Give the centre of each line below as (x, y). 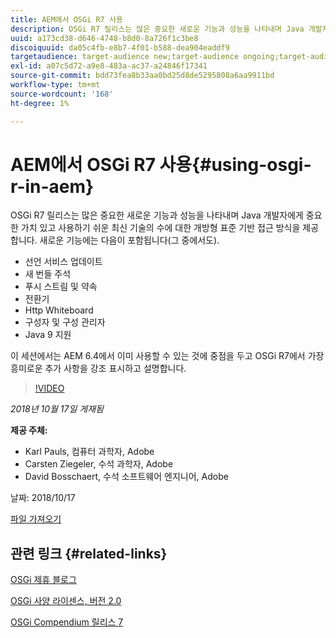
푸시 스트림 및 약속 (61, 287)
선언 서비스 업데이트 (63, 262)
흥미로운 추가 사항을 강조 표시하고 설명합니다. (98, 368)
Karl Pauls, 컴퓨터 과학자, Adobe (89, 452)
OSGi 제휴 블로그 (43, 580)
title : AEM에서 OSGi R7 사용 (66, 19)
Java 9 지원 (48, 335)
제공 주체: (29, 430)
